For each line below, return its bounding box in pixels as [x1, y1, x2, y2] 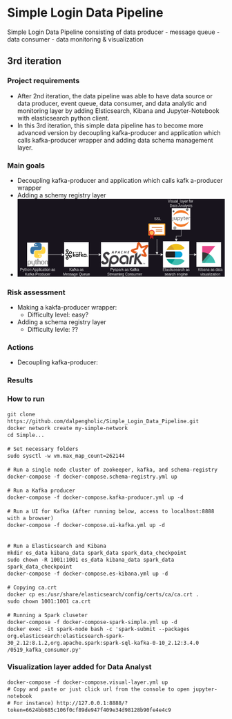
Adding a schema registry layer [17, 318, 106, 326]
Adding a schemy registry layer [17, 190, 106, 199]
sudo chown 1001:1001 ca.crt [7, 598, 91, 605]
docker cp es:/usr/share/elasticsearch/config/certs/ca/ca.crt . [7, 591, 199, 598]
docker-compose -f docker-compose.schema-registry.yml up [7, 473, 177, 480]
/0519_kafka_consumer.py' [7, 646, 81, 653]
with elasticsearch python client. [17, 114, 110, 122]
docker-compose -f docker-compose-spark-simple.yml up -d [7, 619, 177, 625]
